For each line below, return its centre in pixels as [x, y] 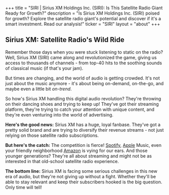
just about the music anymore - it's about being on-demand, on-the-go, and [85, 83]
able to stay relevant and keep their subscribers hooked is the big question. [84, 182]
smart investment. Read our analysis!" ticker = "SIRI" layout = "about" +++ [83, 24]
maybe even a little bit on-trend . [38, 89]
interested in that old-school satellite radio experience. [62, 161]
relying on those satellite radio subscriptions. [52, 135]
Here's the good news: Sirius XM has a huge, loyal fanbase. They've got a [83, 125]
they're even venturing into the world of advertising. [59, 114]
